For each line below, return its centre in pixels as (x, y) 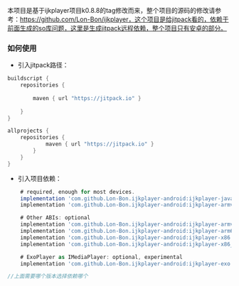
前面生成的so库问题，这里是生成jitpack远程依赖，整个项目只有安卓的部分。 (117, 28)
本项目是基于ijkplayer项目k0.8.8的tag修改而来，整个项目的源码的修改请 (111, 10)
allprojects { (28, 131)
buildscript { (28, 79)
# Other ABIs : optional (55, 218)
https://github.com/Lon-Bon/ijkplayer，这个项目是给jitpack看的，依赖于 (124, 19)
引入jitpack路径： (43, 65)
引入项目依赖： (39, 178)
